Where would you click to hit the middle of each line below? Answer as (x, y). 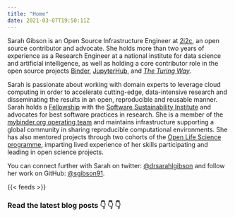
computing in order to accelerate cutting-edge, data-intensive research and (117, 92)
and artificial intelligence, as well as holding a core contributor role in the (113, 63)
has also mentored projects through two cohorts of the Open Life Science (114, 137)
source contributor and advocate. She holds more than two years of (106, 48)
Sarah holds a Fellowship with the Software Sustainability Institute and (109, 107)
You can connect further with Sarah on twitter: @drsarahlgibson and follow (116, 165)
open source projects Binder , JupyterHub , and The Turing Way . (100, 71)
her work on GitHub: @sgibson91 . (56, 173)
